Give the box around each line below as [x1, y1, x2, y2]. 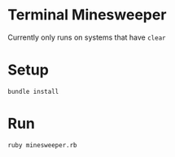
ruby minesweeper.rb [7, 141, 78, 149]
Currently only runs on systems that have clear [7, 32, 166, 42]
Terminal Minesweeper [7, 6, 167, 24]
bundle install [7, 87, 59, 95]
